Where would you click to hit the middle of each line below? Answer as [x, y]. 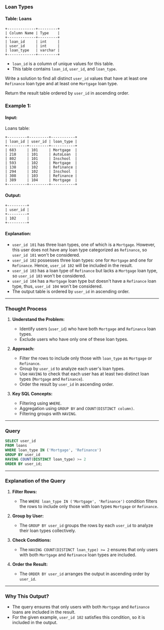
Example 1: [18, 106]
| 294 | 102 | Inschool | [41, 172]
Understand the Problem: [38, 319]
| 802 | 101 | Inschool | [41, 159]
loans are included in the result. [44, 612]
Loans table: [18, 128]
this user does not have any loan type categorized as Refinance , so [80, 250]
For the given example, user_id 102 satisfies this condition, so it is [79, 617]
